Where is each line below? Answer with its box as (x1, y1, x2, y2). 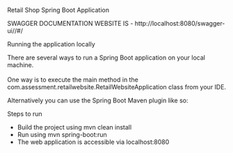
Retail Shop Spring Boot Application (7, 6, 110, 14)
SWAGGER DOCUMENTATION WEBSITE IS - (7, 19, 134, 27)
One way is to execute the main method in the (7, 75, 139, 84)
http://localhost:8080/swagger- (134, 19, 225, 27)
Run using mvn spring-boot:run (17, 131, 108, 138)
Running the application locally (7, 40, 95, 48)
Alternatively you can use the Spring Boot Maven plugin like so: (7, 96, 188, 105)
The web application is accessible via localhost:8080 (17, 138, 170, 146)
